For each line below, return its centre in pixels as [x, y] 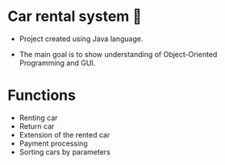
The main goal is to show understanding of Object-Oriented [118, 54]
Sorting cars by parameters [65, 151]
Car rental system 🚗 [75, 16]
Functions [42, 95]
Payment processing [53, 143]
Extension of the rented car [65, 134]
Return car [37, 126]
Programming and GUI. [57, 63]
